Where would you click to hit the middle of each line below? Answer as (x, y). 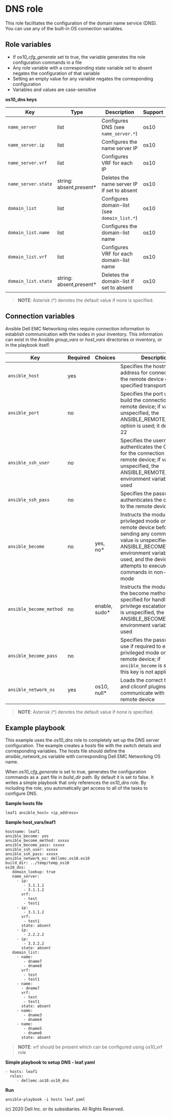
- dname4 (33, 1020)
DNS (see (113, 127)
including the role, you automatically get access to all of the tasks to (77, 788)
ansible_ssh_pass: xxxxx (32, 854)
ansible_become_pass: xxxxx (35, 845)
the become (135, 593)
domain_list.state (30, 281)
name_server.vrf (27, 163)
